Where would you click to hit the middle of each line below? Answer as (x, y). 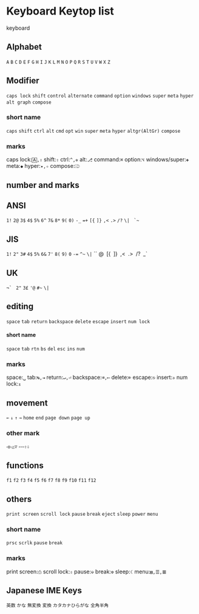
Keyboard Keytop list (60, 11)
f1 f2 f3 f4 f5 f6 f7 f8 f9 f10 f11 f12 (51, 481)
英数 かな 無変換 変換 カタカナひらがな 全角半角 (58, 606)
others (19, 499)
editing (20, 306)
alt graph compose (29, 102)
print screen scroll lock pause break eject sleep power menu (82, 514)
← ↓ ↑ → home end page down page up (48, 418)
